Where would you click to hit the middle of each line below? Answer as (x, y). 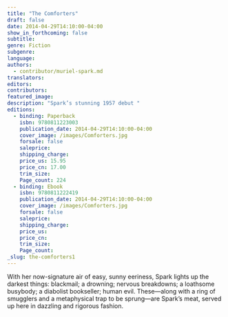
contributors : (28, 90)
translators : (26, 78)
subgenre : (21, 52)
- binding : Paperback (44, 116)
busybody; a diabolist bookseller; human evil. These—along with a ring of (111, 291)
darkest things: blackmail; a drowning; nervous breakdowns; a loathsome (111, 284)
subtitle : (21, 39)
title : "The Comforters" (43, 13)
